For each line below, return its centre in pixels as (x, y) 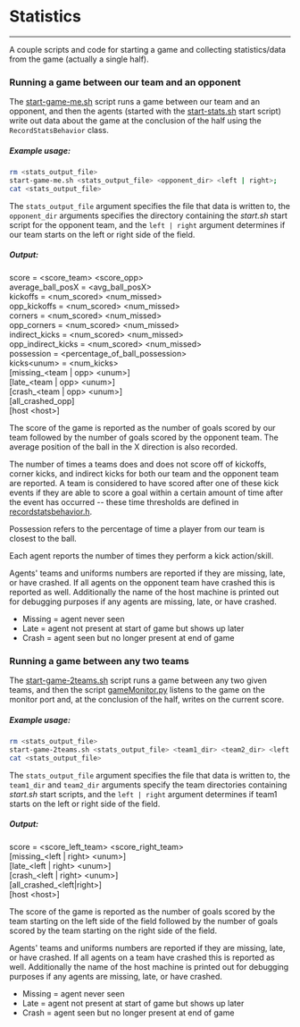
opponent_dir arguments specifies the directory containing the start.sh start (149, 215)
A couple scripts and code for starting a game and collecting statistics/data (148, 49)
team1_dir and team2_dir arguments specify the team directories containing (148, 785)
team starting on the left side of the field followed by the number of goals (144, 921)
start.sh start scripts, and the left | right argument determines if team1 (143, 794)
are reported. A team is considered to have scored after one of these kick (144, 483)
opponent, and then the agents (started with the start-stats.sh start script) (145, 111)
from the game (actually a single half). (79, 59)
